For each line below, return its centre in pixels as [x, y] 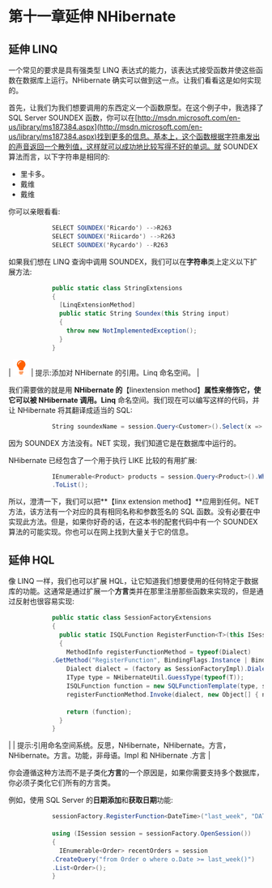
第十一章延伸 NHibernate [92, 17]
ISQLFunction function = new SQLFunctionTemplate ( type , [162, 686]
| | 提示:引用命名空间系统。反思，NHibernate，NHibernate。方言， [119, 745]
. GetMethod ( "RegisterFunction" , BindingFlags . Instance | [150, 661]
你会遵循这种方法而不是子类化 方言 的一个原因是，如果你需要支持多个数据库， [136, 773]
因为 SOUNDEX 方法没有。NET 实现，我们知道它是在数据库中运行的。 [125, 443]
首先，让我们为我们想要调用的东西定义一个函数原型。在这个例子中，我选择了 [136, 107]
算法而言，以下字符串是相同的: [59, 157]
